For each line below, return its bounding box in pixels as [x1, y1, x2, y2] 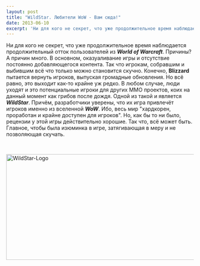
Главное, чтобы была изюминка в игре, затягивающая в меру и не [6, 124, 176, 132]
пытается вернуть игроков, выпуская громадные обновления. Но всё [6, 74, 184, 81]
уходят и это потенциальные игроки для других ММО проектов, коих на [6, 86, 190, 93]
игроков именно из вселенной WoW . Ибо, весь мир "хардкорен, [6, 105, 171, 112]
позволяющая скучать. [6, 131, 65, 138]
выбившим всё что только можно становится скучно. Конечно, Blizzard [6, 67, 189, 75]
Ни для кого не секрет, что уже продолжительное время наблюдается [6, 42, 186, 49]
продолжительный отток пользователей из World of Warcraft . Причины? [6, 48, 192, 56]
